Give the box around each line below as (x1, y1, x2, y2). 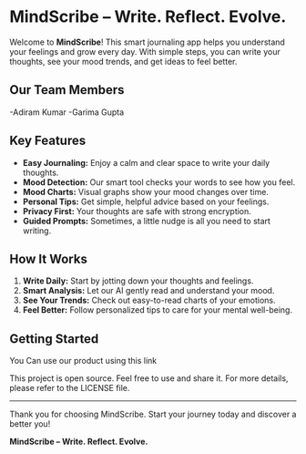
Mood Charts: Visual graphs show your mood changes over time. (22, 186, 269, 197)
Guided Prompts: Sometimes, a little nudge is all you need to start (22, 215, 271, 226)
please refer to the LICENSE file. (9, 383, 130, 394)
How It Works (9, 251, 88, 266)
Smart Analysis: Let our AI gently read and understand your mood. (22, 285, 275, 296)
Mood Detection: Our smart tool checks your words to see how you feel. (22, 176, 296, 188)
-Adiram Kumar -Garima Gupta (9, 107, 125, 118)
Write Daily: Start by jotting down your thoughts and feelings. (22, 275, 254, 286)
